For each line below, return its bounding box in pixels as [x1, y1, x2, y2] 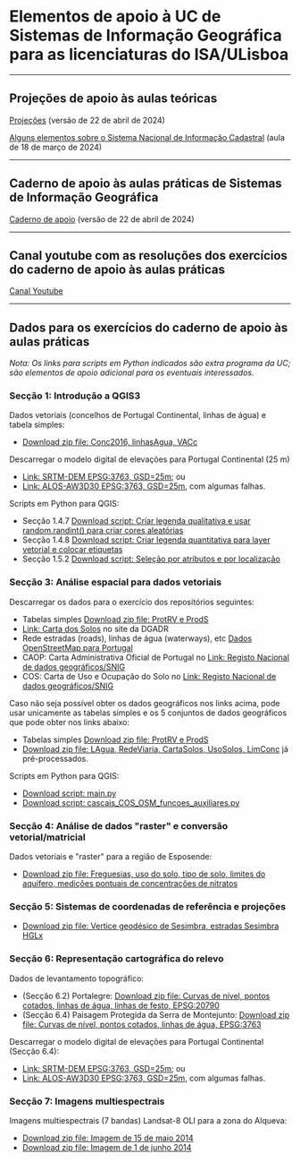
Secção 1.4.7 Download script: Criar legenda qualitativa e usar [21, 516, 252, 526]
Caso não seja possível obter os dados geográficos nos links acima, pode [9, 697, 280, 708]
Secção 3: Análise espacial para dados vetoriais [9, 576, 221, 588]
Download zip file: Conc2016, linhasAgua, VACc [21, 437, 198, 448]
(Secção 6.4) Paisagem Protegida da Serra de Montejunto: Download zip [21, 1009, 290, 1020]
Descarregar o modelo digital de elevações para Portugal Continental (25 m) [9, 454, 290, 465]
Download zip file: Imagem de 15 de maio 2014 [21, 1132, 194, 1143]
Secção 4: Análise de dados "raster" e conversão [9, 819, 229, 832]
